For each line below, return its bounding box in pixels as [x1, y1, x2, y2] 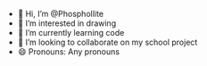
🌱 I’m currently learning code [17, 28, 125, 37]
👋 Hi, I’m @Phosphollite [17, 9, 104, 19]
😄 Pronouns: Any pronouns [17, 46, 120, 57]
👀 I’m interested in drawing [17, 18, 117, 29]
